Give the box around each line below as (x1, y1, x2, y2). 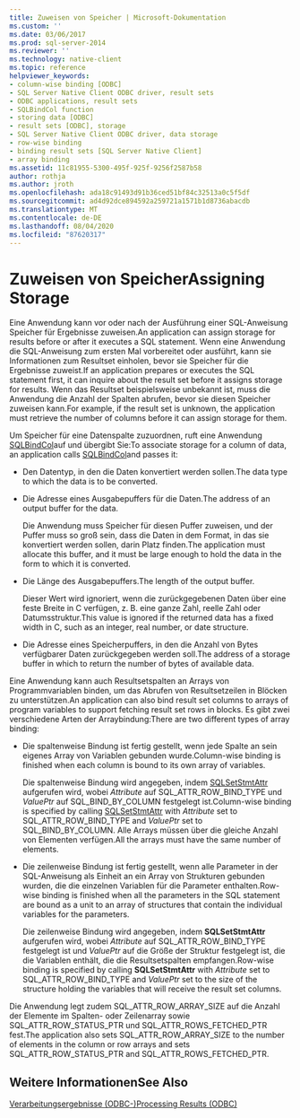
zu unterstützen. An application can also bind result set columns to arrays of (9, 694, 289, 705)
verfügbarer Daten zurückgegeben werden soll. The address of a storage (21, 649, 291, 659)
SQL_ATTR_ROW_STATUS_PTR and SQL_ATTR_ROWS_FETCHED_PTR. (9, 1049, 270, 1060)
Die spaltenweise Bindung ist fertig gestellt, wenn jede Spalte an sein (21, 741, 278, 752)
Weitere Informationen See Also (9, 1074, 188, 1090)
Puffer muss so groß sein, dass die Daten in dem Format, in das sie (21, 530, 270, 541)
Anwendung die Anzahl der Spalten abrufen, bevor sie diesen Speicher (9, 394, 271, 405)
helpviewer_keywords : (9, 72, 90, 81)
